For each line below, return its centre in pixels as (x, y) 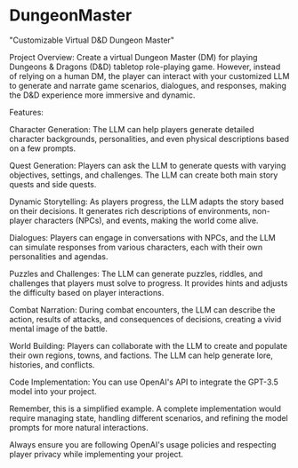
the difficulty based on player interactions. (87, 292)
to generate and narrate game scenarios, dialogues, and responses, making (148, 85)
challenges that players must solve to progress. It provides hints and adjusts (149, 283)
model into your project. (53, 391)
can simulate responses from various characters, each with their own (136, 247)
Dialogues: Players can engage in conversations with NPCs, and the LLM (142, 237)
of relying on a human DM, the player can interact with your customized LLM (149, 75)
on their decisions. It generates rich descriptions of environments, (130, 210)
